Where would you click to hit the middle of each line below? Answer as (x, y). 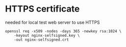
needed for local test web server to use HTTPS (52, 22)
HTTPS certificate (42, 9)
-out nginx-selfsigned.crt (41, 40)
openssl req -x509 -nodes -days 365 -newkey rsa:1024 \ (63, 31)
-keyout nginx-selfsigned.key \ (47, 35)
